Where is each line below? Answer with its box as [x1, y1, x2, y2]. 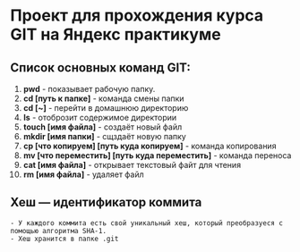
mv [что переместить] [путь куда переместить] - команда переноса [22, 150, 292, 161]
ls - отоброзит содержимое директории [22, 113, 177, 122]
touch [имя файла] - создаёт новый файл [22, 122, 183, 132]
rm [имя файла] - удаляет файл [22, 169, 144, 180]
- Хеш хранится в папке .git [10, 234, 119, 243]
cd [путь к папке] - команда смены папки [22, 93, 184, 104]
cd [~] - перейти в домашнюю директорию [22, 103, 189, 113]
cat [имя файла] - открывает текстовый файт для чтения [22, 160, 241, 170]
